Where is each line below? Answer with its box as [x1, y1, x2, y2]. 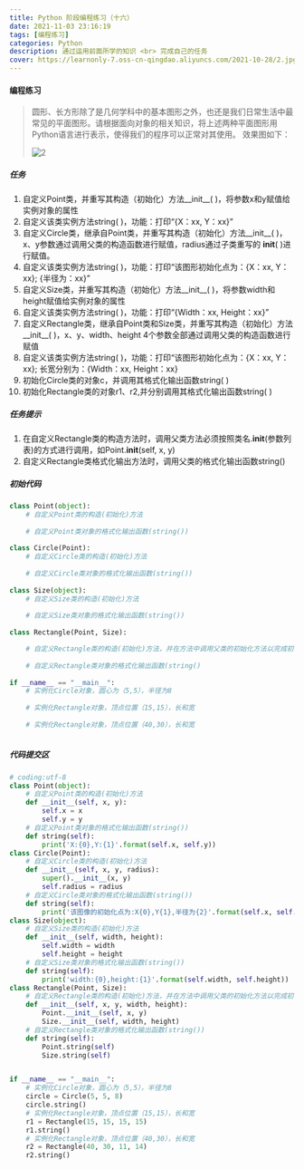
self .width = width [42, 942, 116, 951]
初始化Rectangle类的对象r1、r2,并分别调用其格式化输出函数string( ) [22, 386, 273, 397]
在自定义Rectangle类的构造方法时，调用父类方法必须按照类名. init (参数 [22, 433, 284, 444]
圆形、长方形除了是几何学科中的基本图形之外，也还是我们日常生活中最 [31, 106, 294, 118]
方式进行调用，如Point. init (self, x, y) [41, 445, 176, 456]
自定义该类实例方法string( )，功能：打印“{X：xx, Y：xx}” [22, 217, 233, 227]
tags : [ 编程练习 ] [9, 30, 70, 39]
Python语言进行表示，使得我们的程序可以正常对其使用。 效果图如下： [31, 129, 291, 140]
